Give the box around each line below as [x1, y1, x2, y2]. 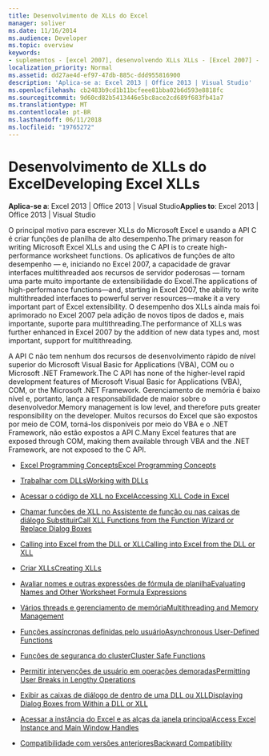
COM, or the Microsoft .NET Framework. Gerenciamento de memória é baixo [8, 385, 261, 394]
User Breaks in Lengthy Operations [19, 674, 136, 684]
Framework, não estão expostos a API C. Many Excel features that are [8, 427, 237, 437]
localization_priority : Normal [8, 64, 113, 72]
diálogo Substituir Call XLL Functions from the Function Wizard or [19, 515, 235, 525]
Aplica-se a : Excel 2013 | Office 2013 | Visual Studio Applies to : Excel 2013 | [8, 201, 259, 210]
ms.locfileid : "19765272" [8, 123, 94, 131]
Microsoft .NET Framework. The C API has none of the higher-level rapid [8, 368, 246, 378]
